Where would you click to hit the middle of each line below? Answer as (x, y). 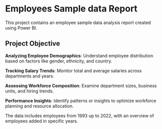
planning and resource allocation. (39, 106)
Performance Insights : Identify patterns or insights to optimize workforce (81, 100)
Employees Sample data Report (72, 9)
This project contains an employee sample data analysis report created (78, 22)
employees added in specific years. (42, 121)
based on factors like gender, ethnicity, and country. (59, 61)
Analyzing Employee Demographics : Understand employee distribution (79, 55)
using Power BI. (21, 27)
